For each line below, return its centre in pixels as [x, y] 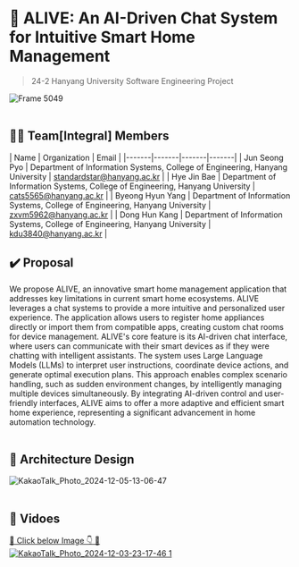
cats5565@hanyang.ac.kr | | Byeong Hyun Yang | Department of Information [150, 195]
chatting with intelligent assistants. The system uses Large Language [136, 355]
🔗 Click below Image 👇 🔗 [55, 541]
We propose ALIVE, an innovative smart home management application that [148, 289]
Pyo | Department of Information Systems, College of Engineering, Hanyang [149, 167]
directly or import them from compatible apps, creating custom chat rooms [146, 326]
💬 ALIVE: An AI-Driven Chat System [144, 18]
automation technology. [53, 422]
